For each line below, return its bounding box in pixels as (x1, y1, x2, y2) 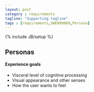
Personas (5, 48, 35, 56)
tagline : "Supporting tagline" (5, 16, 68, 21)
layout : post (5, 7, 31, 12)
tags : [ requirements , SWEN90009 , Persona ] (5, 20, 90, 26)
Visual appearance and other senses (12, 77, 86, 83)
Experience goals (5, 61, 41, 67)
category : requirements (5, 12, 55, 16)
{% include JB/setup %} (5, 34, 53, 40)
